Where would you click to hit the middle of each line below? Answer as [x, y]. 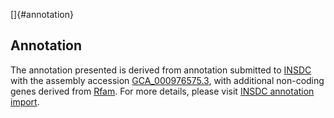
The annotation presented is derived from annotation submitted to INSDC [161, 70]
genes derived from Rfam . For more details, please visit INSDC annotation [162, 91]
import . [25, 101]
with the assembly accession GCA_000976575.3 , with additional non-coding [167, 80]
